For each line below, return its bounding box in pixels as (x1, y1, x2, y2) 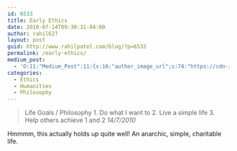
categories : (7, 69, 42, 76)
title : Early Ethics (7, 17, 68, 24)
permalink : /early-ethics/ (7, 50, 87, 57)
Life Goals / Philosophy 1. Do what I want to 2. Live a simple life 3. (24, 109, 215, 117)
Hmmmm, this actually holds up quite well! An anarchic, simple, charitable (7, 130, 222, 138)
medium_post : (7, 56, 46, 64)
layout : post (7, 37, 46, 44)
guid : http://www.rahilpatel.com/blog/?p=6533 (7, 43, 147, 50)
